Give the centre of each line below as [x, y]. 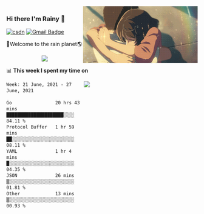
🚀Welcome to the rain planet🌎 [44, 44]
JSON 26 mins [40, 176]
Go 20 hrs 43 [43, 103]
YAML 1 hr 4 [39, 152]
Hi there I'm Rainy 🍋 [36, 19]
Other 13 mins [40, 194]
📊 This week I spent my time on [47, 71]
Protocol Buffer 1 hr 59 [40, 127]
